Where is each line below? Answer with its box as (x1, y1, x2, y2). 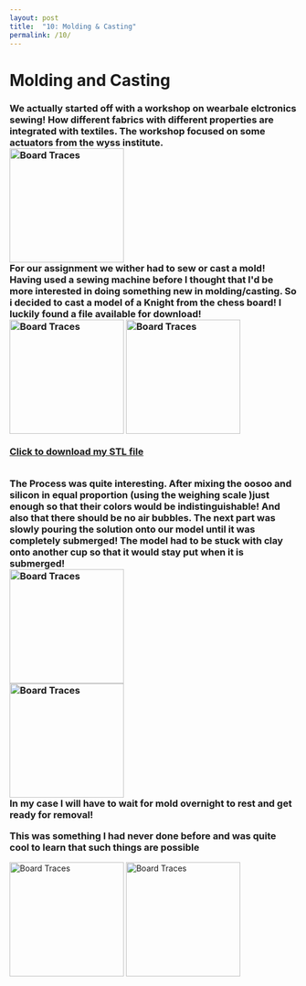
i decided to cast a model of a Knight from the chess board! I (9, 296, 281, 309)
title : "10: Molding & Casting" (9, 22, 137, 31)
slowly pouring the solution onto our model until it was (9, 523, 256, 535)
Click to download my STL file (9, 445, 144, 458)
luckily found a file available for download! (9, 308, 202, 321)
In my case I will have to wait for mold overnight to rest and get (9, 797, 292, 810)
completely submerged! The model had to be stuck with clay (9, 535, 283, 547)
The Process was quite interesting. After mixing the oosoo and (9, 477, 292, 490)
